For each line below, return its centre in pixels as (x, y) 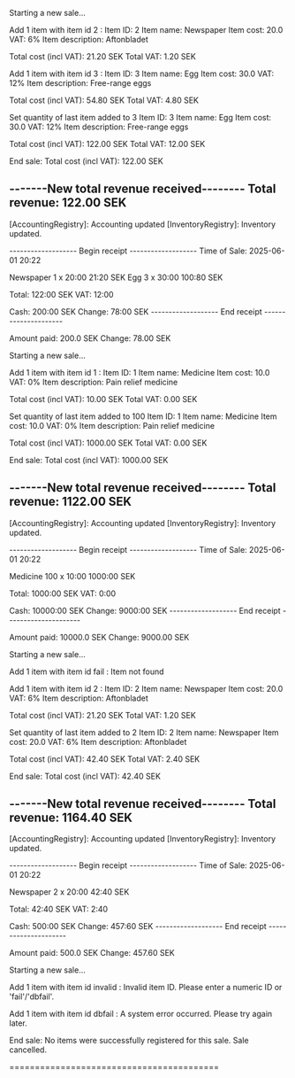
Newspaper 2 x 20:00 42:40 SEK (69, 892)
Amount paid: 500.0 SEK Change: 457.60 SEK (92, 953)
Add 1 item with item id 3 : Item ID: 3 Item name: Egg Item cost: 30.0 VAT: (142, 74)
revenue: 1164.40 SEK (71, 818)
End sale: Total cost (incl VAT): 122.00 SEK (86, 161)
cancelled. (28, 1050)
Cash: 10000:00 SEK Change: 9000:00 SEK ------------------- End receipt (145, 610)
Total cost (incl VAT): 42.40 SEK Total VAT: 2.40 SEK (105, 759)
